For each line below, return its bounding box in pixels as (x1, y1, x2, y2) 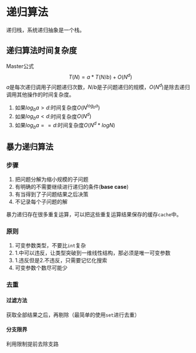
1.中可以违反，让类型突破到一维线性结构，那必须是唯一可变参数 (14, 249, 171, 257)
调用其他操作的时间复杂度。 (6, 91, 75, 99)
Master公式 (6, 62, 34, 69)
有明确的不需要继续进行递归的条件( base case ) (14, 183, 129, 191)
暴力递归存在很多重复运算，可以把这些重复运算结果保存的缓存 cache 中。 (6, 211, 182, 218)
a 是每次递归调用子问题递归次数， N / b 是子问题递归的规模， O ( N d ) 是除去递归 (6, 82, 190, 91)
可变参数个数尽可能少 (14, 264, 68, 272)
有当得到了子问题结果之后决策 (14, 191, 88, 198)
